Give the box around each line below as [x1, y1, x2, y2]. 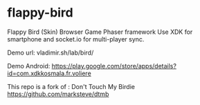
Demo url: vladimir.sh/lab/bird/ [7, 48, 94, 57]
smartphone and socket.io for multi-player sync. [7, 35, 145, 43]
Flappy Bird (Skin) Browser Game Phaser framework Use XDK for [7, 28, 193, 36]
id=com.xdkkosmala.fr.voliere [7, 69, 91, 77]
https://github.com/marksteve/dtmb [7, 90, 109, 98]
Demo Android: [7, 61, 51, 70]
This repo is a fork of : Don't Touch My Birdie [7, 82, 135, 90]
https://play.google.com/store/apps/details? [51, 61, 176, 70]
